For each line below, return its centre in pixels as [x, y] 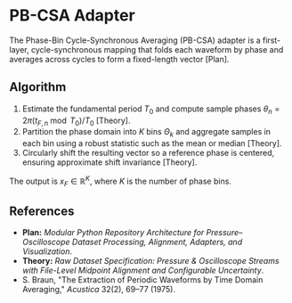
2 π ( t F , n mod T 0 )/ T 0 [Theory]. [76, 121]
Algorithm [38, 87]
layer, [19, 49]
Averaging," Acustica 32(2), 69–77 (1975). [99, 290]
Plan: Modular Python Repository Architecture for [113, 233]
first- [272, 40]
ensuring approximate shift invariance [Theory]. [109, 162]
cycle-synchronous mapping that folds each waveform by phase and [157, 49]
